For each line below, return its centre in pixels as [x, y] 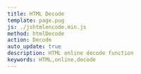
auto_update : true [34, 47]
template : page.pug [36, 20]
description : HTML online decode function [70, 54]
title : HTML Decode [36, 14]
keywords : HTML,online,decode [52, 60]
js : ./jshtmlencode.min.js [47, 27]
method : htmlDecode [36, 33]
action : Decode [30, 40]
